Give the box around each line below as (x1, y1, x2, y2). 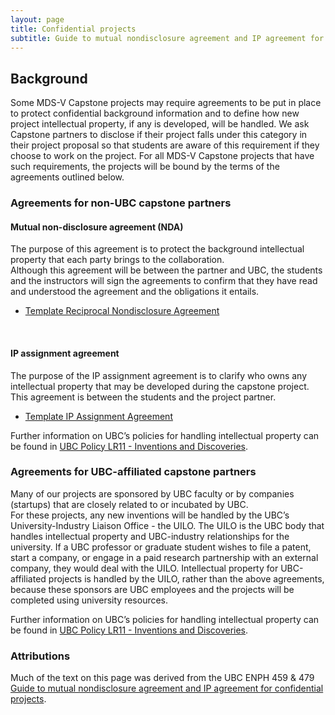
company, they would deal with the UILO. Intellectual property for (10, 562, 279, 574)
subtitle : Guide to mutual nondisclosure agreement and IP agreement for (10, 33, 325, 43)
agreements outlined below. (10, 171, 125, 183)
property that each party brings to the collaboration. (10, 254, 225, 266)
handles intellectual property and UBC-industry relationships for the (10, 530, 290, 542)
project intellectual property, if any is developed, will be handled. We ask (10, 118, 310, 130)
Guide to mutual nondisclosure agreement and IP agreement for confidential (10, 682, 324, 695)
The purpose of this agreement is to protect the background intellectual (10, 243, 305, 255)
